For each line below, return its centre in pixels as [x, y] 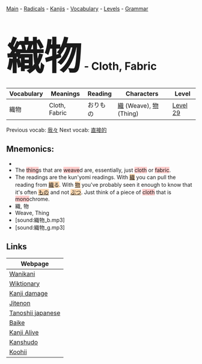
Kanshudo [23, 342]
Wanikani [22, 274]
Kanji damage [29, 293]
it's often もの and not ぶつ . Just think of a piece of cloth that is [93, 192]
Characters [142, 94]
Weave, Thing [32, 213]
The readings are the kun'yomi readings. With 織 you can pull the [95, 177]
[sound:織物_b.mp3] [40, 220]
